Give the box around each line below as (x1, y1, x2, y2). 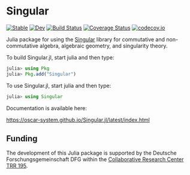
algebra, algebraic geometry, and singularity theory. (40, 42, 168, 49)
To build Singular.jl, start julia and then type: (6, 54, 114, 61)
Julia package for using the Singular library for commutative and (6, 35, 165, 43)
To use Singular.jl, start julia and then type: (6, 82, 111, 89)
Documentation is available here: (6, 104, 87, 112)
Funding (6, 134, 38, 144)
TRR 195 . (6, 162, 28, 170)
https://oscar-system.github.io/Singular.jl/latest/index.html (6, 116, 150, 123)
